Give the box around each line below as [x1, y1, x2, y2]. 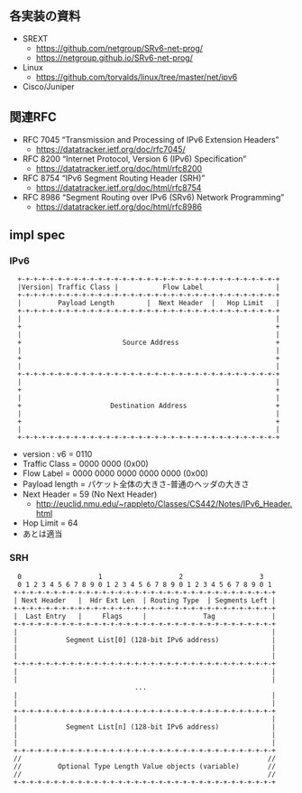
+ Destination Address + [17, 401, 280, 411]
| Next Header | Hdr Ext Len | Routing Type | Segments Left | [13, 595, 277, 605]
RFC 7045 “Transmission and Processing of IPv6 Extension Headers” [22, 134, 279, 145]
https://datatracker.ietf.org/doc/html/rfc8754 [35, 182, 202, 192]
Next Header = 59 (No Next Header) [22, 489, 158, 499]
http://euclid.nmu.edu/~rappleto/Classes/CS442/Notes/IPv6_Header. [35, 499, 293, 509]
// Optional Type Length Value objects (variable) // [13, 761, 277, 770]
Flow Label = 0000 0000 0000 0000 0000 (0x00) [22, 468, 209, 479]
